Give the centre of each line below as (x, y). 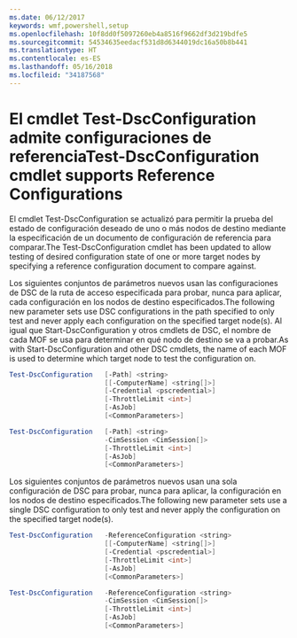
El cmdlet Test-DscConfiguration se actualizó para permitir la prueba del (141, 219)
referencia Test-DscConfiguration (134, 156)
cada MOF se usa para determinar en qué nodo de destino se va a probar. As (149, 339)
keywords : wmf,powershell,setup (69, 26)
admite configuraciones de (110, 137)
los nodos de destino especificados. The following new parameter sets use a (148, 501)
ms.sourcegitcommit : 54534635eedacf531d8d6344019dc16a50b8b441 (129, 42)
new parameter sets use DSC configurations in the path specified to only (142, 311)
